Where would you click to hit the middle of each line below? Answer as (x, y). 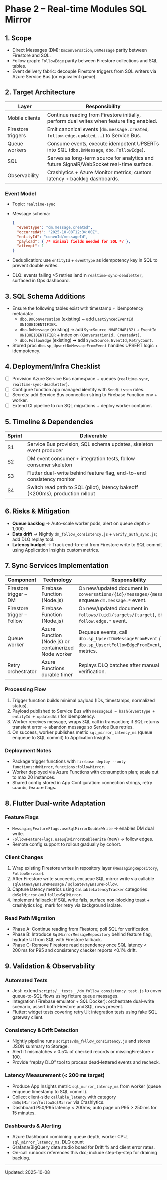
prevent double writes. (35, 266)
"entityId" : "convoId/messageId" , (53, 237)
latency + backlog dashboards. (83, 178)
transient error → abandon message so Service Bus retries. (73, 727)
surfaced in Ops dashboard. (41, 281)
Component (22, 580)
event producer (45, 450)
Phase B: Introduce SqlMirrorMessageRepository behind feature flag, (82, 934)
